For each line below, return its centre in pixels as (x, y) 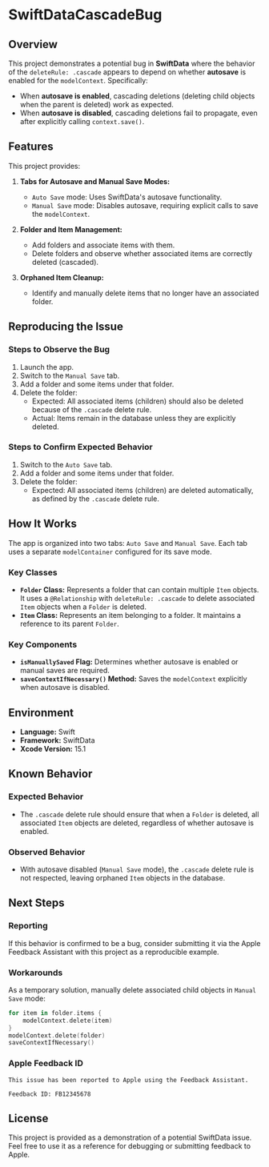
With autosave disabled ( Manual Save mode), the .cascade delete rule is (137, 869)
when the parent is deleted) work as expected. (96, 104)
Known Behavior (50, 774)
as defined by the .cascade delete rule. (96, 499)
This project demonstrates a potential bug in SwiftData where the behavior (132, 63)
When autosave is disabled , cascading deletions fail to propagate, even (139, 113)
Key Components (43, 644)
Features (31, 147)
